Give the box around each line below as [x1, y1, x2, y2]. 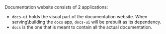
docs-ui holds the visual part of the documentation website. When [11, 14, 148, 19]
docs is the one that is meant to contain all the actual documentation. [11, 24, 153, 30]
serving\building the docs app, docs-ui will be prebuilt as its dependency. [11, 19, 162, 25]
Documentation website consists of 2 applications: [4, 4, 108, 10]
